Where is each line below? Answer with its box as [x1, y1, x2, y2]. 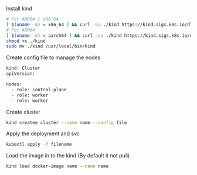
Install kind [6, 5, 32, 12]
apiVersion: [6, 71, 35, 77]
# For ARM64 [6, 27, 35, 33]
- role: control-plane [11, 87, 67, 92]
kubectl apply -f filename [6, 142, 72, 147]
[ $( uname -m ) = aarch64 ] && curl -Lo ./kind [6, 32, 122, 39]
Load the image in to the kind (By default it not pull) [6, 152, 130, 159]
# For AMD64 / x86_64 [6, 16, 59, 22]
